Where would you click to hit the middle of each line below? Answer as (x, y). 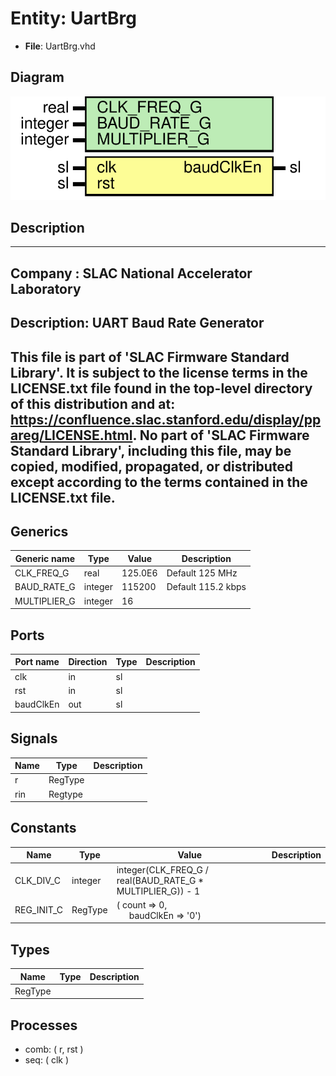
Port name (37, 662)
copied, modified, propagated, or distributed (152, 466)
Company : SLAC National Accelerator (131, 273)
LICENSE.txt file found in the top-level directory (161, 388)
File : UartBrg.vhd (60, 46)
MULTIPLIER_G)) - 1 (158, 891)
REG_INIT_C (39, 910)
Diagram (37, 77)
